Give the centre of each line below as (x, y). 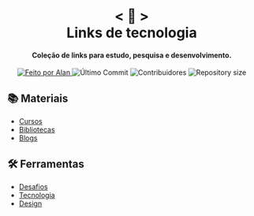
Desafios (33, 187)
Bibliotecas (37, 130)
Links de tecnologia (132, 33)
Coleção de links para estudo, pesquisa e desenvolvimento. (132, 55)
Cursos (30, 121)
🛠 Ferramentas (46, 164)
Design (30, 203)
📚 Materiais (38, 98)
